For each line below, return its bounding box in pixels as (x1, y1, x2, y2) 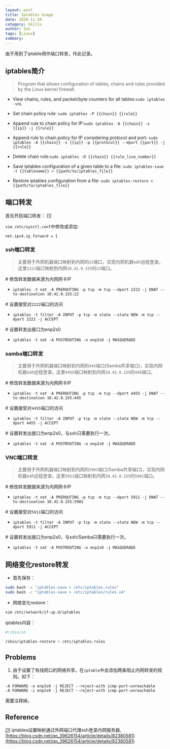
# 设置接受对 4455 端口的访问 (5, 405, 63, 411)
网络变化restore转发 (5, 560, 69, 569)
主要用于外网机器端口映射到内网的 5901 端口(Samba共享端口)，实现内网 (17, 467, 165, 473)
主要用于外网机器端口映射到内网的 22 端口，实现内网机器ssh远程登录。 (17, 258, 163, 265)
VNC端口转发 (5, 454, 38, 461)
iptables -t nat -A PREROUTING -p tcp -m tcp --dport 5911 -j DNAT (12, 495, 158, 500)
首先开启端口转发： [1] (5, 212, 52, 219)
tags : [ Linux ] (5, 31, 36, 36)
